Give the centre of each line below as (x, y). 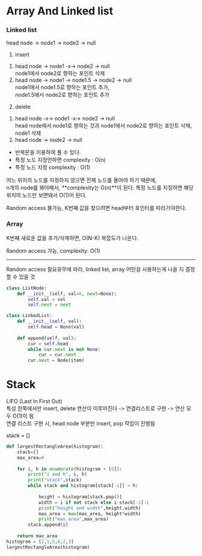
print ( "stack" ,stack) (55, 480)
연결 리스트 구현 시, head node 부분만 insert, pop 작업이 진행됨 (81, 424)
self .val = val (47, 299)
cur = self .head (48, 344)
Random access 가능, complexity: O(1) (53, 250)
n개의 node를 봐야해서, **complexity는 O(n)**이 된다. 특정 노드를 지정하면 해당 (100, 188)
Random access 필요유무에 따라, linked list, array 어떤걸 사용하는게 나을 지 (95, 269)
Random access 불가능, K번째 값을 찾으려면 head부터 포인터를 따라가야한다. (96, 208)
